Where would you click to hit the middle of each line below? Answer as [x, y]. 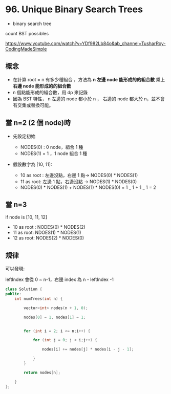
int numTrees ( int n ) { [39, 299]
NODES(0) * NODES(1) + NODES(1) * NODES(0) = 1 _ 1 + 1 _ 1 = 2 [88, 187]
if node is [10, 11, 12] [26, 217]
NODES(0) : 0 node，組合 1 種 [52, 147]
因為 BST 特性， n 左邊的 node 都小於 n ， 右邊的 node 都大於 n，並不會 [89, 99]
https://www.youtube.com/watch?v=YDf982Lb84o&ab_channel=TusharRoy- [85, 43]
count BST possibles [27, 33]
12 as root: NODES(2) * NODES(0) [48, 238]
